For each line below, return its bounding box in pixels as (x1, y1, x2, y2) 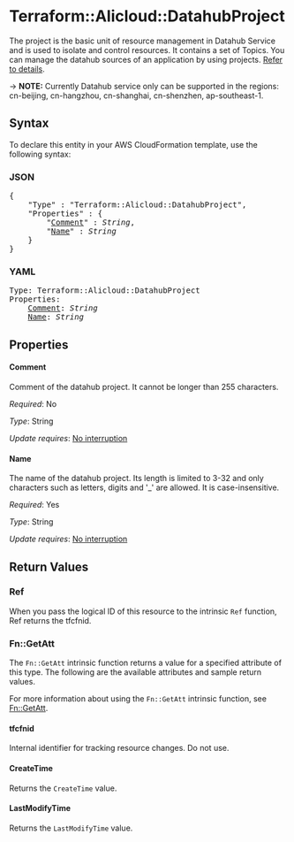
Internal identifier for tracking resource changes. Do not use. (9, 743, 230, 754)
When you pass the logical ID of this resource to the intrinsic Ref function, (9, 606, 277, 616)
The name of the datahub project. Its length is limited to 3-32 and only (9, 473, 265, 484)
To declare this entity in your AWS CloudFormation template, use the (9, 139, 258, 149)
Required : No (9, 398, 57, 409)
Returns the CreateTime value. (9, 783, 117, 793)
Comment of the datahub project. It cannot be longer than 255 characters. (9, 381, 279, 392)
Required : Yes (9, 500, 60, 510)
